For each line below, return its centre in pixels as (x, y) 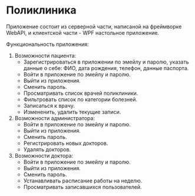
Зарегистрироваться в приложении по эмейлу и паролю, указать (106, 62)
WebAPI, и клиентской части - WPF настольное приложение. (83, 32)
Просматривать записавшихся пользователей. (83, 187)
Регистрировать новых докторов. (66, 143)
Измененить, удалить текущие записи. (72, 112)
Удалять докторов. (47, 149)
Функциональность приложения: (48, 44)
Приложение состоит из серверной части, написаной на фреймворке (94, 26)
